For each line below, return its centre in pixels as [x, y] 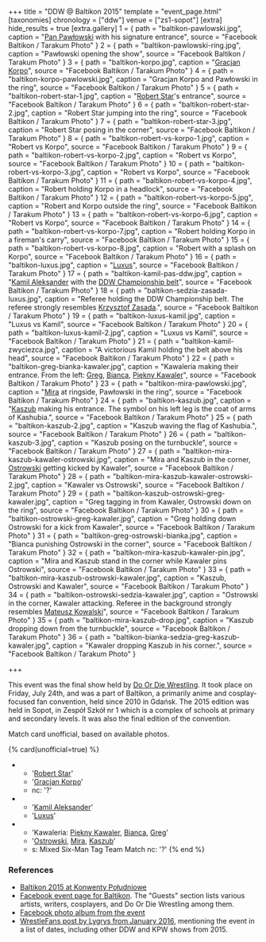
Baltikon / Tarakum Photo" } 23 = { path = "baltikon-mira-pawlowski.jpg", [127, 383]
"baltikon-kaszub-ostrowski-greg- [169, 493]
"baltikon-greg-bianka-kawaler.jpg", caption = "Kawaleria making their [124, 366]
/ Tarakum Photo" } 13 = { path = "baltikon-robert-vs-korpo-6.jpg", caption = [133, 214]
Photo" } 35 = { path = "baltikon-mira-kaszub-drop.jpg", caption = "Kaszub [131, 620]
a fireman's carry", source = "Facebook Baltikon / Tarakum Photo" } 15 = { [129, 239]
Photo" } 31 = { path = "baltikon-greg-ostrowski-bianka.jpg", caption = [123, 535]
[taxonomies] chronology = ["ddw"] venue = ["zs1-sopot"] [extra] [115, 20]
